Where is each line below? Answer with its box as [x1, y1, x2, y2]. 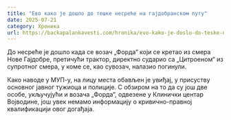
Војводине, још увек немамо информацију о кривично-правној [7, 97, 192, 106]
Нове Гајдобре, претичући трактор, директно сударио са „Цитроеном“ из [7, 56, 223, 64]
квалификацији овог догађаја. [7, 105, 95, 113]
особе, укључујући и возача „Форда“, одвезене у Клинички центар [7, 91, 204, 99]
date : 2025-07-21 [7, 16, 57, 23]
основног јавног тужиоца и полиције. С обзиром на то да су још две [7, 83, 208, 91]
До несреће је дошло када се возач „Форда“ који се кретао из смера [7, 48, 211, 56]
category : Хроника [7, 23, 60, 29]
